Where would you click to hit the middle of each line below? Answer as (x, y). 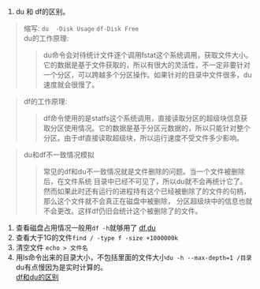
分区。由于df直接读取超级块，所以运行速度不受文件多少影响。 (143, 138)
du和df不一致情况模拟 (59, 155)
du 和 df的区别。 (43, 11)
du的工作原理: (46, 38)
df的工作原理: (45, 101)
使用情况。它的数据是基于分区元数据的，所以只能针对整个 (157, 128)
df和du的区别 (37, 277)
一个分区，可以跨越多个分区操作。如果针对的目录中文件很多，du (147, 75)
